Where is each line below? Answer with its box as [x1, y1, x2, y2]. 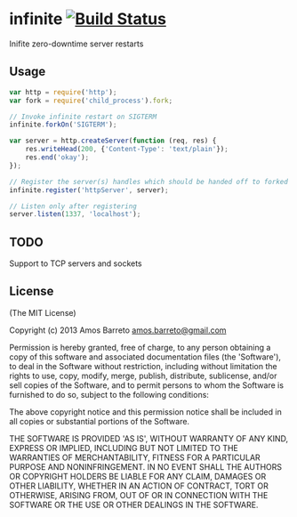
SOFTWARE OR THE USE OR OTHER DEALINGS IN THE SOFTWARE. [9, 499, 259, 510]
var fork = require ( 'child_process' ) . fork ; [9, 96, 173, 105]
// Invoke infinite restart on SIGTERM [9, 112, 157, 121]
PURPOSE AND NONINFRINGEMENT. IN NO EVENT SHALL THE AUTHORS [9, 461, 283, 472]
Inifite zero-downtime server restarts [9, 38, 144, 49]
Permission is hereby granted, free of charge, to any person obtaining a [9, 342, 271, 352]
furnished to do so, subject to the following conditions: [9, 389, 209, 400]
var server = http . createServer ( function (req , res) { [9, 136, 217, 146]
